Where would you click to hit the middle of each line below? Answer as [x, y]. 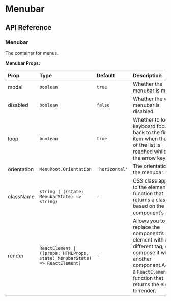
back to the [147, 132]
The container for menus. [32, 53]
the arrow [145, 158]
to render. [145, 290]
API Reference [28, 28]
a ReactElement [151, 272]
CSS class [145, 180]
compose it [146, 252]
